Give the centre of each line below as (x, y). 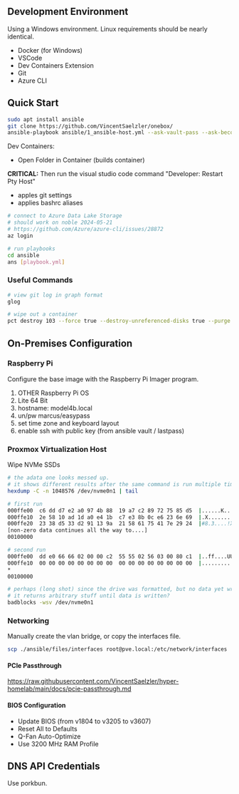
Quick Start (33, 103)
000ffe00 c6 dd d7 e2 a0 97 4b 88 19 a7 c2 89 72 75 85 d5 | (105, 510)
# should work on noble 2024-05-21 (60, 223)
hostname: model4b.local (55, 408)
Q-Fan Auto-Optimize (49, 736)
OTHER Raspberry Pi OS (53, 393)
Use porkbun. (27, 783)
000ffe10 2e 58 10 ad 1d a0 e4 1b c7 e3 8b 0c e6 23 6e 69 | (105, 517)
